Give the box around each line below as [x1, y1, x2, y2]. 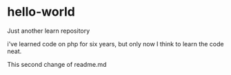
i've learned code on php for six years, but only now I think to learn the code [7, 40, 224, 48]
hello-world [7, 4, 76, 20]
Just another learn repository [7, 27, 90, 35]
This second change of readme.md [7, 60, 107, 68]
